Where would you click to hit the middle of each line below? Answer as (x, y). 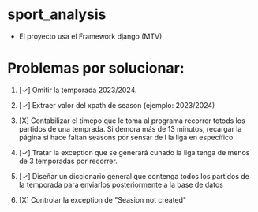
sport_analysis (57, 15)
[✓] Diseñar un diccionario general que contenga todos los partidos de (134, 176)
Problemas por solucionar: (96, 68)
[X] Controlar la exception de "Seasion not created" (103, 199)
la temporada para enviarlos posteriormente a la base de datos (121, 184)
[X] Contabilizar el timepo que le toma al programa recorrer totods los (132, 121)
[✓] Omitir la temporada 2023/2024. (78, 90)
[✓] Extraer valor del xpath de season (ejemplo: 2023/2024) (117, 105)
